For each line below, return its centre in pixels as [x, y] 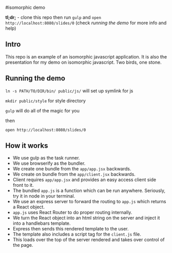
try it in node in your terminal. [44, 196]
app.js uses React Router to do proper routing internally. [72, 212]
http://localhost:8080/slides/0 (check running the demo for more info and [86, 23]
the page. [23, 245]
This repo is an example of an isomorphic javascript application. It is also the [86, 56]
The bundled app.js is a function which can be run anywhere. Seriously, [89, 191]
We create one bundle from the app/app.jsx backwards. [72, 169]
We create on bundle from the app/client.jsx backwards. [74, 174]
